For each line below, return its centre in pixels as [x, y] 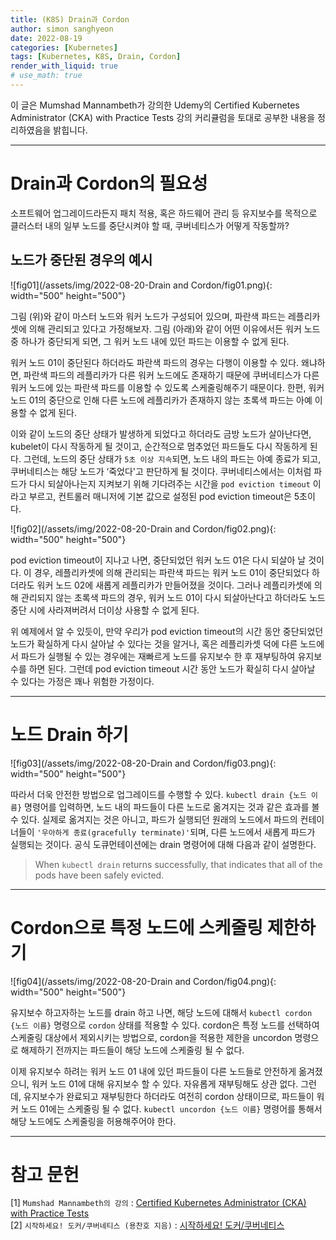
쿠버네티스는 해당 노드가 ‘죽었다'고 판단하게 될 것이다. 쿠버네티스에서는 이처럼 [161, 471]
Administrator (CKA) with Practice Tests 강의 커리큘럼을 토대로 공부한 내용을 [163, 117]
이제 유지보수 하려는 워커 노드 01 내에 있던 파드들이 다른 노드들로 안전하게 [153, 1071]
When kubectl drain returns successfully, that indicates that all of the [178, 864]
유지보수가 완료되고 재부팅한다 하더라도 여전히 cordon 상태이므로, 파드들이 [169, 1096]
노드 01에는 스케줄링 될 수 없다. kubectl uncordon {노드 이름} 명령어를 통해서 [171, 1108]
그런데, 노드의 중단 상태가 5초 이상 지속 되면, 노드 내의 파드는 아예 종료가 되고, [172, 458]
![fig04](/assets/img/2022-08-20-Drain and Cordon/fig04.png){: [143, 981]
